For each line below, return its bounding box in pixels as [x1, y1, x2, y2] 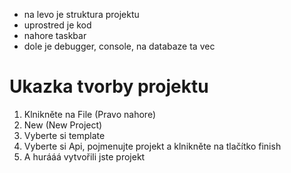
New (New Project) [23, 119, 103, 131]
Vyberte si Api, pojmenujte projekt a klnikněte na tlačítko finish [23, 140, 282, 152]
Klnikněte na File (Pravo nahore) [23, 108, 156, 120]
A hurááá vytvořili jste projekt [23, 150, 146, 163]
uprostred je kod [23, 19, 92, 31]
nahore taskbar [23, 30, 87, 41]
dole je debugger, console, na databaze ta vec [23, 40, 216, 52]
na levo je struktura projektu [23, 9, 140, 20]
